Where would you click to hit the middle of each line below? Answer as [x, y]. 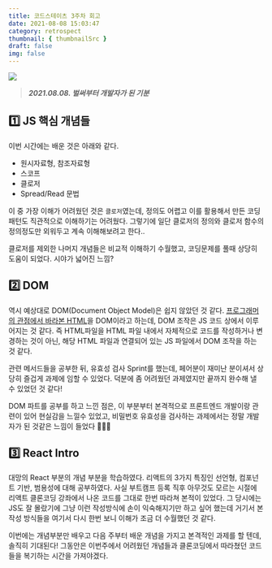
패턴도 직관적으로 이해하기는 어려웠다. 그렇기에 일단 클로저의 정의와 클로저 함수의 [136, 221]
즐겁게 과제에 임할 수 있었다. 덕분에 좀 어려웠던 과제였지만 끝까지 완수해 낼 [140, 378]
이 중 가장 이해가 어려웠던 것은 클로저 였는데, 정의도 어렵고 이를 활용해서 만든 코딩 [135, 210]
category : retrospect [45, 31]
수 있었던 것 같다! [35, 388]
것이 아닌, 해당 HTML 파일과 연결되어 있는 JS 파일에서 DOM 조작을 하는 [143, 340]
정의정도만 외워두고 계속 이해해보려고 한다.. [77, 231]
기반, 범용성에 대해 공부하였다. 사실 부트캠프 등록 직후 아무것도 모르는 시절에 [137, 488]
